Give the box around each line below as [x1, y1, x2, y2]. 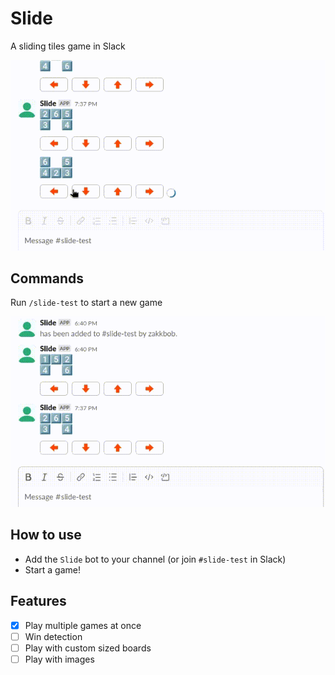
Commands [10, 270, 85, 287]
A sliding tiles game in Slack [10, 40, 126, 52]
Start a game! [24, 563, 81, 576]
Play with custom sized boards [24, 642, 152, 654]
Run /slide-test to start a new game [10, 297, 163, 309]
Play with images [24, 653, 95, 665]
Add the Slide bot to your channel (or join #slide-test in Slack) [24, 553, 287, 565]
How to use [10, 527, 82, 544]
